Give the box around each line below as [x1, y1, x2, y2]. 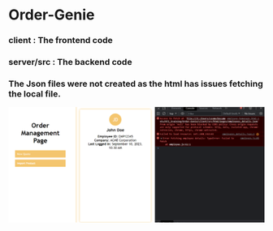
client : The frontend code [8, 35, 114, 46]
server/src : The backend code [8, 57, 132, 68]
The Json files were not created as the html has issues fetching [8, 78, 264, 89]
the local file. [8, 88, 61, 99]
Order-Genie [8, 6, 95, 24]
